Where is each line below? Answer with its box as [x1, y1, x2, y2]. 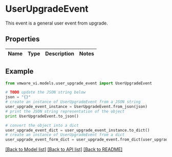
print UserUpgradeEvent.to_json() [5, 114, 79, 119]
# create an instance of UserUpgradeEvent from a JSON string [5, 99, 141, 105]
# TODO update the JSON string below [5, 90, 86, 95]
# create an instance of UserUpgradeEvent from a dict [5, 132, 125, 138]
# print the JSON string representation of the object [5, 108, 125, 114]
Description [45, 50, 74, 57]
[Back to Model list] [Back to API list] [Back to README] [5, 146, 123, 152]
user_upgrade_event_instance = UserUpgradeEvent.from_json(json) [5, 104, 147, 109]
